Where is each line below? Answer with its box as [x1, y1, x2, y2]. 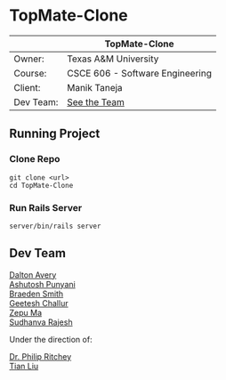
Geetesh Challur [9, 297, 69, 308]
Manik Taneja [66, 81, 123, 93]
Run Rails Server [9, 201, 83, 214]
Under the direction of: [9, 334, 93, 344]
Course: [13, 67, 47, 79]
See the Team [66, 95, 125, 108]
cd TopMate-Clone [9, 181, 74, 190]
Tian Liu [9, 360, 39, 371]
